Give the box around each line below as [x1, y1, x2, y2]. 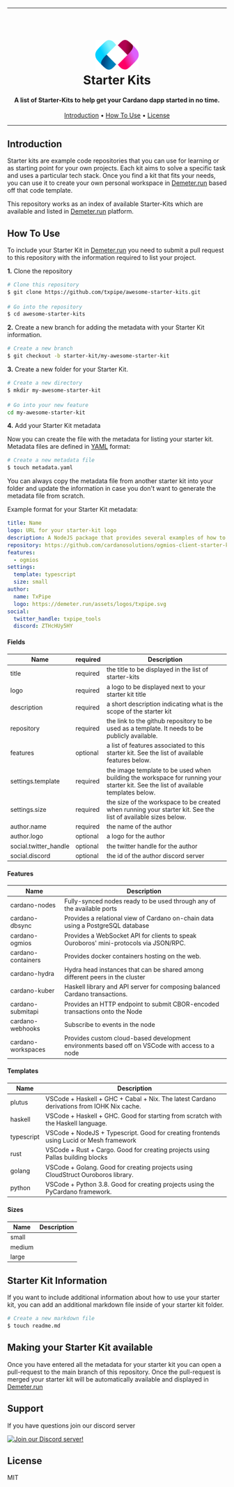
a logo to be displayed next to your [107, 682, 206, 691]
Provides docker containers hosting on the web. [64, 952, 201, 961]
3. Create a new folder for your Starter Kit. [7, 365, 129, 373]
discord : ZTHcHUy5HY [13, 623, 73, 630]
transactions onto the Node [64, 1007, 143, 1016]
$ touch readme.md [7, 1322, 61, 1330]
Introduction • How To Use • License [63, 111, 171, 119]
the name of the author [107, 822, 173, 831]
